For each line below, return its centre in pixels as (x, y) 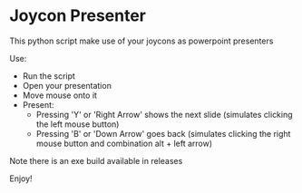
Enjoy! (21, 179)
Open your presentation (67, 85)
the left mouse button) (78, 124)
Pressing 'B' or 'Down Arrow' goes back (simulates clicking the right (163, 133)
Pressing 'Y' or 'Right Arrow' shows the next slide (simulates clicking (164, 114)
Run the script (49, 76)
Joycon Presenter (78, 16)
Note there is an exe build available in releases (96, 160)
